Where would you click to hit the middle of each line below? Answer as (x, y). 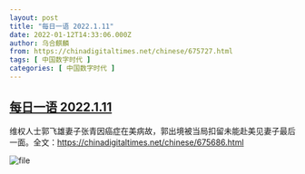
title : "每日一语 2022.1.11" (62, 26)
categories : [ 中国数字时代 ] (62, 69)
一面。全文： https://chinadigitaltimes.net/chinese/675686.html (127, 142)
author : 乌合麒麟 (39, 43)
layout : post (34, 18)
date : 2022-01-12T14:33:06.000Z (70, 34)
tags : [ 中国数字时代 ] (50, 60)
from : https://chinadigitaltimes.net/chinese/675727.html (121, 52)
